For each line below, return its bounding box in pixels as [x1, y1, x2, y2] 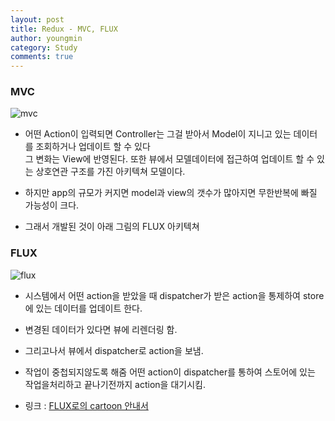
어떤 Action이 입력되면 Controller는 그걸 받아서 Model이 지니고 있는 [24, 128, 292, 140]
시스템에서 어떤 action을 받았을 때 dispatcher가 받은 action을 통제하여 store [24, 289, 325, 301]
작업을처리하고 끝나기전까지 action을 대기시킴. [24, 378, 206, 390]
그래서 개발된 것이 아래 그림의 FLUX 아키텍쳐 [24, 221, 200, 233]
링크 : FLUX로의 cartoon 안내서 [24, 399, 149, 411]
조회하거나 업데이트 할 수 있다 [35, 141, 151, 153]
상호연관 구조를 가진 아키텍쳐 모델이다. [35, 166, 186, 178]
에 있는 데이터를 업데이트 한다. [24, 302, 143, 314]
